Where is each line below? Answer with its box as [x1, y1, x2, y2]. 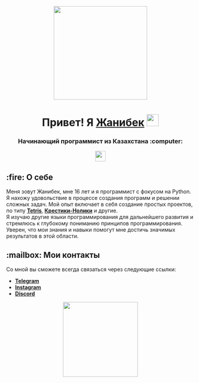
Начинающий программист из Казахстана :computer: [17, 137, 183, 145]
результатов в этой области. [6, 233, 79, 240]
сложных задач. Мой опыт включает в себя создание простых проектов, [6, 200, 193, 208]
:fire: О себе [6, 172, 54, 182]
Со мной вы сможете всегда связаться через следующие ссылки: [6, 266, 176, 273]
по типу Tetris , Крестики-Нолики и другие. [6, 207, 118, 214]
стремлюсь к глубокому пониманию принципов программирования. [6, 220, 183, 227]
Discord [14, 290, 35, 297]
